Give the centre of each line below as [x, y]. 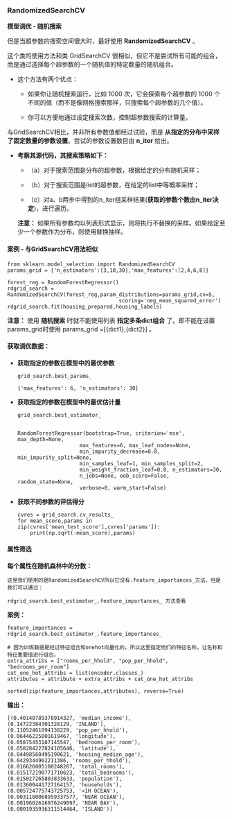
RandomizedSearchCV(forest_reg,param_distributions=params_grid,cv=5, [111, 294]
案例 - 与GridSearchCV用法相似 [53, 249]
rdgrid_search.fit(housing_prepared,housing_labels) [85, 307]
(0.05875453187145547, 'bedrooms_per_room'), [74, 742]
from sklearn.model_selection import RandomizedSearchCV [91, 264]
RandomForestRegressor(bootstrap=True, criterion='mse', [101, 433]
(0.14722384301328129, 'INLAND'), [57, 724]
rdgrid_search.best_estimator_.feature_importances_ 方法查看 [97, 601]
